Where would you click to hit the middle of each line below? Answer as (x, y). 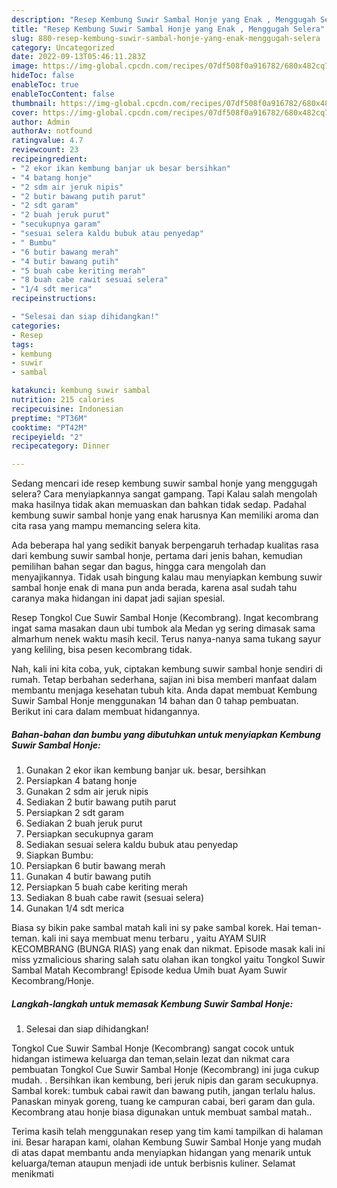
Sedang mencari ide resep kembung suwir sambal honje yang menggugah (164, 483)
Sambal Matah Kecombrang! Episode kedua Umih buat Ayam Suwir (149, 970)
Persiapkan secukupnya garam (89, 834)
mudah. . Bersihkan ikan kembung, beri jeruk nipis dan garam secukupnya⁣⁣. (165, 1080)
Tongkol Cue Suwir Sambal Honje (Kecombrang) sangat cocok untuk (153, 1048)
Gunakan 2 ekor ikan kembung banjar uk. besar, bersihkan (146, 770)
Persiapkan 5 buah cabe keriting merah (106, 887)
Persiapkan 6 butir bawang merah (95, 866)
